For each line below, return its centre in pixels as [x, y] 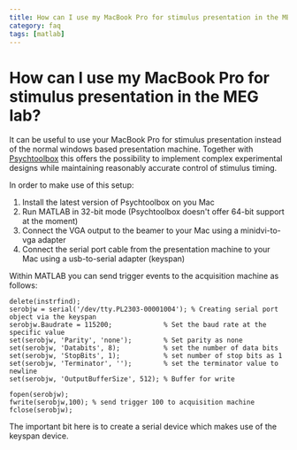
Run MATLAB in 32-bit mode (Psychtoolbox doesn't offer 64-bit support [153, 212]
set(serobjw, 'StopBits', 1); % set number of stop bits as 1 [146, 356]
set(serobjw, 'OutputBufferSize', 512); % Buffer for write [122, 379]
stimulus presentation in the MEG [134, 96]
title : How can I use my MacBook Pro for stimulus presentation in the [144, 17]
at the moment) [50, 221]
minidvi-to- [260, 230]
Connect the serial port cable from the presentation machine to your [146, 250]
